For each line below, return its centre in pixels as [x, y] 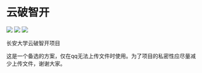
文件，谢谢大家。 [44, 63]
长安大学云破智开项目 [33, 43]
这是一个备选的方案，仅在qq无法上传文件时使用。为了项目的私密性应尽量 [99, 56]
